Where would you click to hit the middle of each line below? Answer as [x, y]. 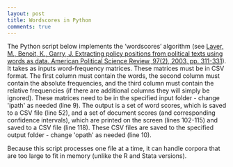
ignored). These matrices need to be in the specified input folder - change [114, 98]
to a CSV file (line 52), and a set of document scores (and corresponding [111, 113]
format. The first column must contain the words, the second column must [114, 76]
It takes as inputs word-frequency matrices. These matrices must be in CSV [116, 69]
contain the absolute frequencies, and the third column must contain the [111, 83]
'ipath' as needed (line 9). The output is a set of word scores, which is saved [117, 106]
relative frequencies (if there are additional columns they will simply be [109, 90]
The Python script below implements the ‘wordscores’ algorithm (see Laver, [115, 47]
